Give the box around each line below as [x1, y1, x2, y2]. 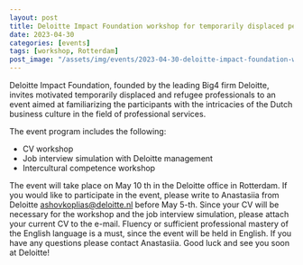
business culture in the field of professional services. [9, 109, 207, 119]
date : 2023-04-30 [9, 30, 75, 39]
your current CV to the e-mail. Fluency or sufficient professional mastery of [9, 218, 289, 229]
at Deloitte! [9, 247, 50, 258]
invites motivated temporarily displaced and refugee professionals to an [9, 89, 277, 100]
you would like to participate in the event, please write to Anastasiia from [9, 190, 280, 200]
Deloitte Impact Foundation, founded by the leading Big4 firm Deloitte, [9, 80, 270, 90]
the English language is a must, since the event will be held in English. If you [9, 228, 292, 239]
